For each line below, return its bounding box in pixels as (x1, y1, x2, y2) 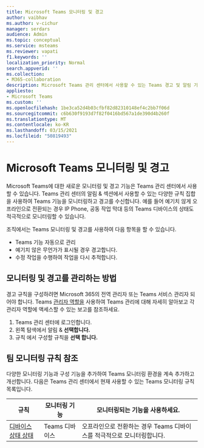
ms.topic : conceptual (6, 37, 61, 43)
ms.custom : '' (6, 99, 42, 105)
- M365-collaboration (6, 76, 61, 83)
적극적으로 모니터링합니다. (94, 432, 166, 440)
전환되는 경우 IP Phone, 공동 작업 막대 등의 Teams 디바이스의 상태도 (32, 205, 194, 212)
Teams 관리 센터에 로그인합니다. (15, 318, 92, 325)
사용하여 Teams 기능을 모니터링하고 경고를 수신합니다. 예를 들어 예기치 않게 (12, 197, 191, 205)
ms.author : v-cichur (6, 20, 59, 26)
